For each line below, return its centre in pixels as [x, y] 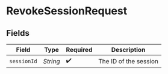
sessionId [23, 61]
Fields [18, 33]
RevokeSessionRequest [67, 11]
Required [79, 50]
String [51, 61]
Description [128, 50]
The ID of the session [128, 61]
